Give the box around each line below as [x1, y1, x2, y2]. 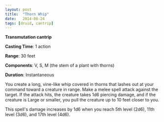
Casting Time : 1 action [5, 43, 51, 49]
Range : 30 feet [5, 53, 36, 59]
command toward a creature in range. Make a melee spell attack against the [5, 86, 158, 93]
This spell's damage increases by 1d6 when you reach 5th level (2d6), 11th [5, 106, 155, 112]
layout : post [5, 7, 32, 12]
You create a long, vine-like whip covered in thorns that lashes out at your [5, 81, 154, 87]
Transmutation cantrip [5, 34, 52, 40]
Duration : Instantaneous [5, 72, 54, 78]
